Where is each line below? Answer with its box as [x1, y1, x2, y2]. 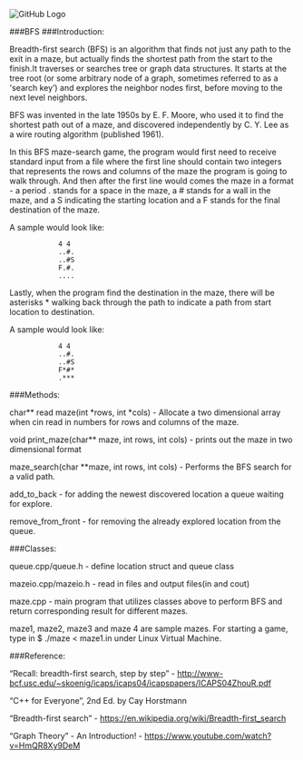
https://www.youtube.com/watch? [143, 731, 272, 741]
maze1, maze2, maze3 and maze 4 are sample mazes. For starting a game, [9, 623, 288, 634]
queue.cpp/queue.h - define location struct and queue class [9, 561, 234, 571]
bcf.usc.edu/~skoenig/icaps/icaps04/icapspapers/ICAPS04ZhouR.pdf [9, 677, 272, 688]
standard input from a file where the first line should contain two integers [9, 156, 282, 167]
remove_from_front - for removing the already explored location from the [9, 516, 281, 527]
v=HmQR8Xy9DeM [9, 740, 81, 751]
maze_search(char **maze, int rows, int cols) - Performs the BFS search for [9, 461, 292, 472]
